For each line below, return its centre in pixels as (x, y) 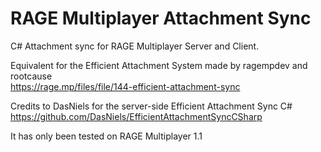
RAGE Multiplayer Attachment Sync (161, 18)
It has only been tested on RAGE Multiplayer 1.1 (106, 136)
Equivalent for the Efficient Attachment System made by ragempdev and (159, 65)
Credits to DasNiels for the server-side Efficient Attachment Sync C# (151, 106)
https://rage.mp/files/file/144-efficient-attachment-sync (125, 86)
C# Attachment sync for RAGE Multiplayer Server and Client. (135, 46)
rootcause (31, 76)
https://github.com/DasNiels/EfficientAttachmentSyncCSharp (136, 116)
